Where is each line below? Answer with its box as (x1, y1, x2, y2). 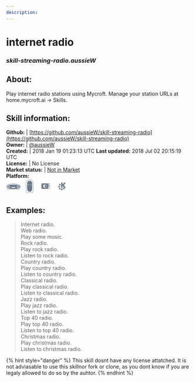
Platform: (6, 173, 29, 180)
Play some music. (20, 234, 63, 241)
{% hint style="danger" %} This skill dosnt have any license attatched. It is (6, 357, 187, 364)
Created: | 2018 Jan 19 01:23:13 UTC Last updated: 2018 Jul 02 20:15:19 (6, 147, 181, 155)
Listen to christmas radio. (20, 346, 82, 353)
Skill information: (6, 113, 70, 123)
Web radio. (20, 227, 48, 234)
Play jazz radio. (20, 302, 58, 309)
